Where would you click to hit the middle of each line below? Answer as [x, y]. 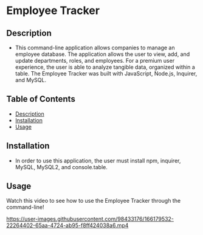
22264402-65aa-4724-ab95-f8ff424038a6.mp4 [67, 225]
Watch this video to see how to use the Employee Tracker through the [94, 201]
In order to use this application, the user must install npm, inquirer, [98, 160]
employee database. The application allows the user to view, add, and [102, 54]
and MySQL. [31, 80]
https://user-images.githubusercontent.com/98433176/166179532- [90, 219]
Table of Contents [41, 99]
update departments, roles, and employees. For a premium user [95, 61]
